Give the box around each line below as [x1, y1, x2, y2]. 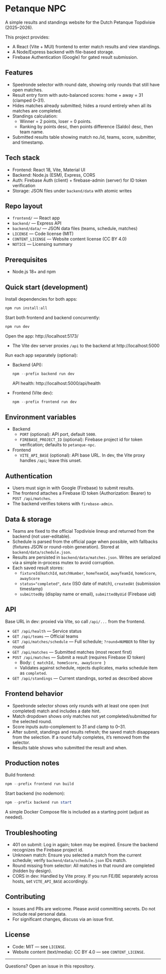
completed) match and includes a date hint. [12, 708, 101, 714]
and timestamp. [12, 139, 44, 145]
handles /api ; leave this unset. [19, 458, 82, 464]
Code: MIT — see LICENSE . [12, 943, 66, 949]
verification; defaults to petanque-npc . [19, 442, 96, 448]
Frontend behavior [5, 690, 63, 698]
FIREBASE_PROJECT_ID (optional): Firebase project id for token [19, 436, 143, 442]
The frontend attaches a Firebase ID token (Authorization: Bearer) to [12, 490, 152, 496]
